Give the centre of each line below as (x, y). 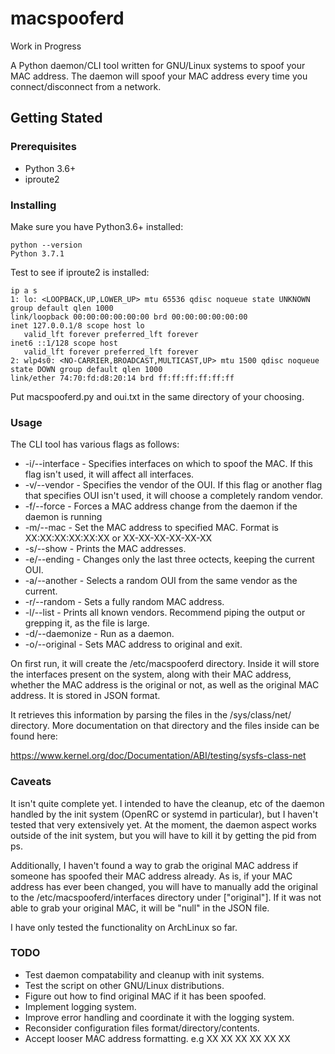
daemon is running (63, 517)
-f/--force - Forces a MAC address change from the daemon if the (161, 506)
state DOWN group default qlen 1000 (86, 369)
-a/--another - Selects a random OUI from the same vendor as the (161, 581)
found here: (34, 736)
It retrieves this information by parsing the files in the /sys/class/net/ (151, 715)
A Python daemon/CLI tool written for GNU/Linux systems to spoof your (158, 65)
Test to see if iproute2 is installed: (80, 272)
